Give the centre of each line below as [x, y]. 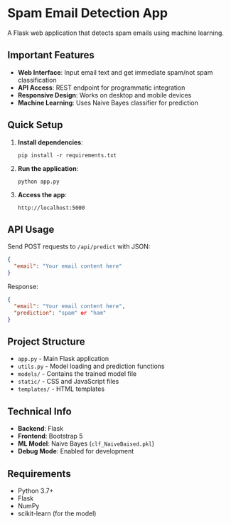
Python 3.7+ [36, 491]
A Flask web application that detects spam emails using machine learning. [116, 33]
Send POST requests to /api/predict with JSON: [79, 246]
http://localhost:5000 [51, 208]
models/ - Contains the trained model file [77, 374]
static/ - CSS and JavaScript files [68, 382]
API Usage [31, 229]
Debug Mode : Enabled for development [76, 451]
